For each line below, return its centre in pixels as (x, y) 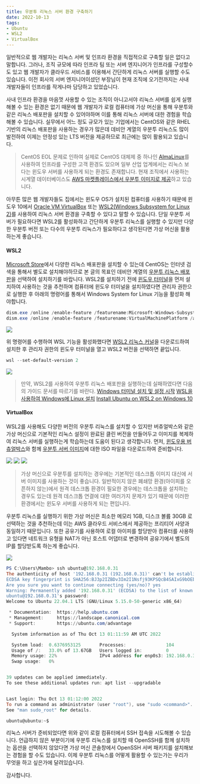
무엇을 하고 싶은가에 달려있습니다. (45, 763)
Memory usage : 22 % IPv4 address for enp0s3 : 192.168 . (99, 656)
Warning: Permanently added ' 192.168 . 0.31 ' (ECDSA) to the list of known (100, 591)
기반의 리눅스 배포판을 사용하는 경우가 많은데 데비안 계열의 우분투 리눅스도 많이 (98, 129)
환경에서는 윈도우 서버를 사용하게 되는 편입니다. (76, 504)
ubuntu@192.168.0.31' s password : (48, 596)
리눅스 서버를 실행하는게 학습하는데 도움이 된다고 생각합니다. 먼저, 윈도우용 (99, 442)
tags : (13, 23)
